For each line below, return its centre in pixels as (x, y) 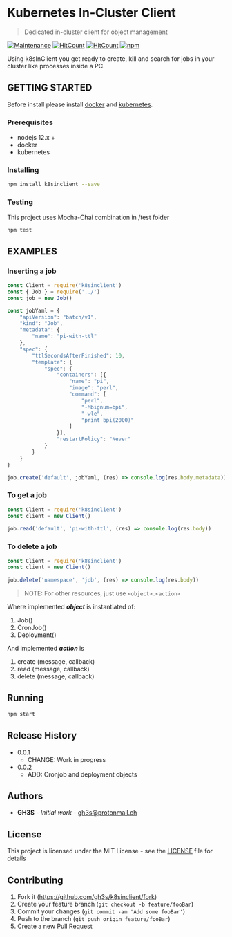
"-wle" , (92, 414)
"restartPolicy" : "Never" (94, 439)
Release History (42, 735)
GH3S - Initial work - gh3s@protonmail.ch (77, 813)
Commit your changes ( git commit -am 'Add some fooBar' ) (101, 911)
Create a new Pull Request (55, 926)
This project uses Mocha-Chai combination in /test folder (88, 217)
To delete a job (32, 546)
